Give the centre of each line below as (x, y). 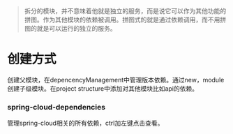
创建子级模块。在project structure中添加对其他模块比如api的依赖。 (103, 88)
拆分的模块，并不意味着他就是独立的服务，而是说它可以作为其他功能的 (125, 11)
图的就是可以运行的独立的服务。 (70, 28)
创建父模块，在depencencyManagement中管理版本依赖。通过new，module (116, 80)
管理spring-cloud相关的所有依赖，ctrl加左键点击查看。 (85, 123)
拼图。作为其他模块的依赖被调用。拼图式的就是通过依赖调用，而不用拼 (125, 20)
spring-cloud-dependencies (57, 107)
